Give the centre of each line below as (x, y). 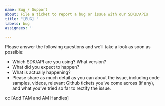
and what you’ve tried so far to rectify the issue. (62, 88)
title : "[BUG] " (22, 19)
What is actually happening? (41, 72)
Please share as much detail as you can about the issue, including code (86, 78)
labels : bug (17, 24)
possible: (14, 52)
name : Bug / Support (27, 10)
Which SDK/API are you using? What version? (59, 62)
